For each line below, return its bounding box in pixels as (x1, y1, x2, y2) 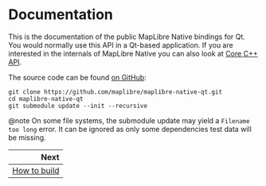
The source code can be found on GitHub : (8, 72, 147, 82)
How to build (12, 165, 60, 176)
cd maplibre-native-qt (8, 95, 84, 103)
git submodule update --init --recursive (8, 102, 148, 110)
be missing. (8, 133, 46, 142)
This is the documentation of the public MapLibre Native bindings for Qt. (8, 32, 245, 41)
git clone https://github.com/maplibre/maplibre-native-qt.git (8, 87, 223, 96)
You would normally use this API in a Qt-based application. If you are (8, 40, 233, 49)
